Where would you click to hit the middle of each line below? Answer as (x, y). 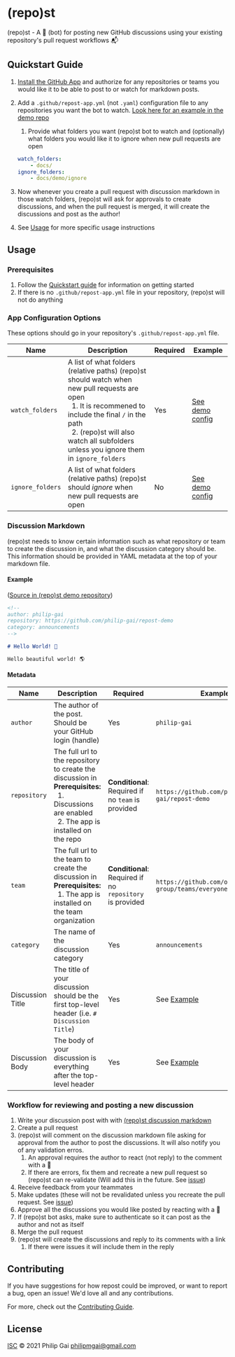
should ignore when (100, 487)
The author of (76, 705)
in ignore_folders (97, 459)
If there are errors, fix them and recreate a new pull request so (117, 1172)
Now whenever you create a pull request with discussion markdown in (119, 192)
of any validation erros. (51, 1150)
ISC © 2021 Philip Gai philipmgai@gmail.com (72, 1345)
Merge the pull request (50, 1232)
